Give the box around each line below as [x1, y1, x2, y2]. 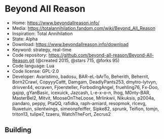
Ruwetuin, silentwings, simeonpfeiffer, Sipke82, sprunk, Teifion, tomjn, [12, 106, 159, 112]
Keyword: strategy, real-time [12, 47, 72, 53]
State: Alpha [12, 36, 38, 42]
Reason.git [12, 57, 35, 63]
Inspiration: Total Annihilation [12, 30, 73, 36]
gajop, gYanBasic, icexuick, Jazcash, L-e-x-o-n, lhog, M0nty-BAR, [12, 89, 151, 96]
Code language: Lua [12, 63, 55, 69]
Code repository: [12, 52, 48, 58]
